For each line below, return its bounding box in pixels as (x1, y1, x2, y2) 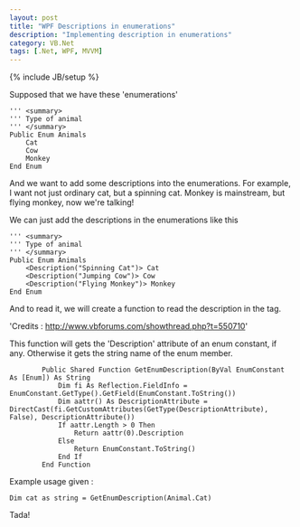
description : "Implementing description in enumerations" (9, 30, 232, 39)
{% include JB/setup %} (9, 71, 99, 82)
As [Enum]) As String (9, 373, 91, 382)
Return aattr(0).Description (73, 428, 183, 438)
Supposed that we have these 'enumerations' (9, 89, 179, 100)
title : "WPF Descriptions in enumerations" (9, 22, 176, 31)
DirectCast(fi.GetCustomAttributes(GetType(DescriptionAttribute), (9, 405, 269, 414)
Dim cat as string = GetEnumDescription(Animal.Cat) (9, 494, 212, 503)
